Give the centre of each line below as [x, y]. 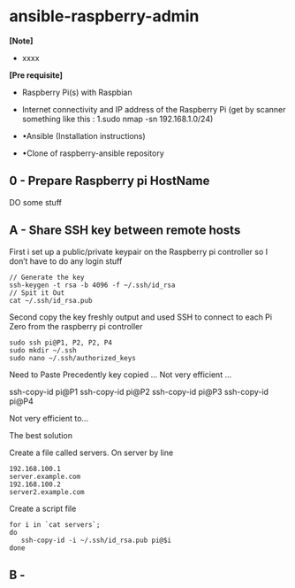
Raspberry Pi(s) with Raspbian [77, 92]
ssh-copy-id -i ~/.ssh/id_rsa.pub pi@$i [96, 540]
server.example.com [45, 476]
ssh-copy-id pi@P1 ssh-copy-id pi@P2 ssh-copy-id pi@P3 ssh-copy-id [139, 391]
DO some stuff [35, 202]
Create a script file [43, 508]
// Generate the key [47, 277]
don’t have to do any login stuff [66, 261]
